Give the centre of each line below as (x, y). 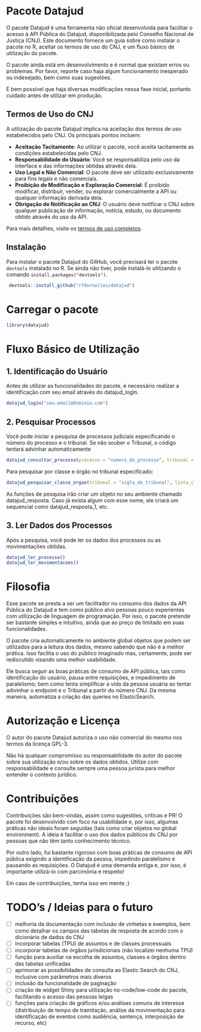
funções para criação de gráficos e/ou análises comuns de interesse (99, 1003)
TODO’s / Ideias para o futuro (80, 908)
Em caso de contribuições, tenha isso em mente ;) (68, 883)
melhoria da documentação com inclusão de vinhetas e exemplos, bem (103, 924)
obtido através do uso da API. (51, 216)
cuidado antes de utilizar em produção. (54, 95)
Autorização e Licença (63, 721)
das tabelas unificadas (42, 964)
